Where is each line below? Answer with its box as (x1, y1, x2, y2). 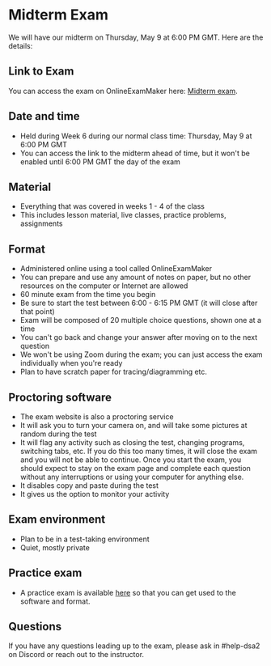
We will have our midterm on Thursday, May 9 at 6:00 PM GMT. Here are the (8, 32, 264, 42)
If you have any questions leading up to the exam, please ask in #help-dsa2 (8, 641, 260, 651)
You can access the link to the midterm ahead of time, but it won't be (19, 148, 251, 158)
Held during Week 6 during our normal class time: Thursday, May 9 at (19, 131, 252, 141)
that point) (19, 307, 55, 316)
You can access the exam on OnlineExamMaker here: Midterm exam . (8, 86, 239, 95)
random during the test (19, 429, 97, 439)
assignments (19, 218, 63, 228)
